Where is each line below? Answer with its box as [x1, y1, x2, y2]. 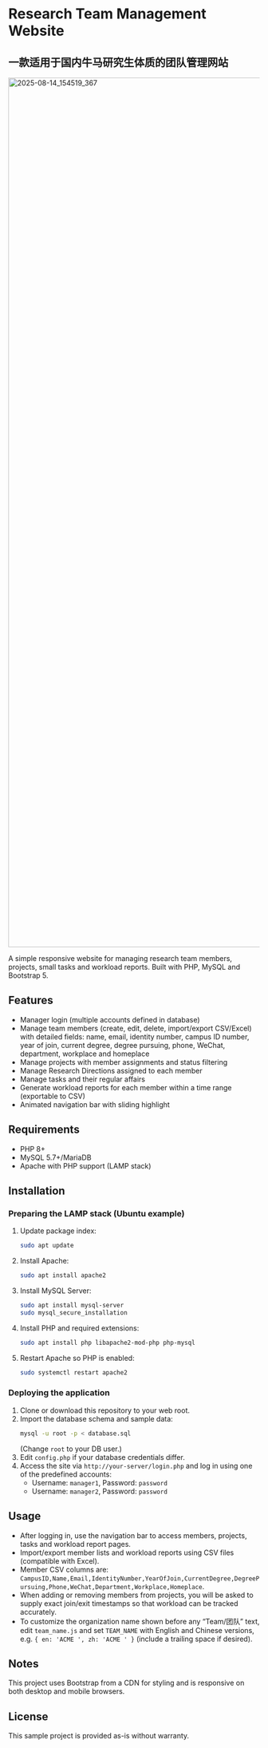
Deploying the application [8, 1387, 110, 1398]
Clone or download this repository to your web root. [19, 1406, 190, 1415]
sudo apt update [19, 1242, 74, 1250]
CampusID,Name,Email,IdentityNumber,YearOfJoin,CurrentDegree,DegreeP [19, 1574, 260, 1583]
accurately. [19, 1607, 57, 1616]
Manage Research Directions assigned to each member [19, 1066, 203, 1075]
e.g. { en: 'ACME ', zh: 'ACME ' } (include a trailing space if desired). [19, 1634, 253, 1643]
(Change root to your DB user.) [19, 1444, 122, 1453]
